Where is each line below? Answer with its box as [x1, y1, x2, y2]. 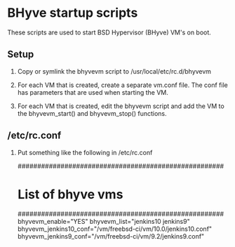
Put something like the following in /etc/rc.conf [17, 148, 153, 156]
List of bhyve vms [17, 186, 123, 202]
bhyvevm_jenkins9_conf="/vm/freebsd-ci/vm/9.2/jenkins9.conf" [17, 232, 205, 240]
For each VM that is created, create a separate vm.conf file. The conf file [17, 81, 228, 89]
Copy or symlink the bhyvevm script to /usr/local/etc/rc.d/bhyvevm [17, 67, 212, 75]
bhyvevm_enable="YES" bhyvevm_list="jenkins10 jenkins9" [17, 217, 191, 225]
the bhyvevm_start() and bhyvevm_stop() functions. [17, 109, 167, 117]
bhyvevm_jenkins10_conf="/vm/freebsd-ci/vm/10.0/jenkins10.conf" [17, 225, 213, 233]
